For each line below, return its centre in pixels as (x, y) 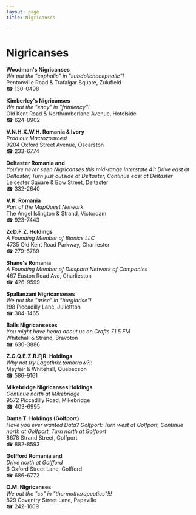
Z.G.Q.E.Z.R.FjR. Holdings (39, 356)
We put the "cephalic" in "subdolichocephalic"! (65, 76)
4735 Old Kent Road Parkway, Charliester (58, 245)
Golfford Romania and (34, 456)
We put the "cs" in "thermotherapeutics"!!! (59, 494)
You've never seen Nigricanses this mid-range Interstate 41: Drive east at (98, 169)
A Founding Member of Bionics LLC (51, 238)
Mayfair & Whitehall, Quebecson (46, 369)
